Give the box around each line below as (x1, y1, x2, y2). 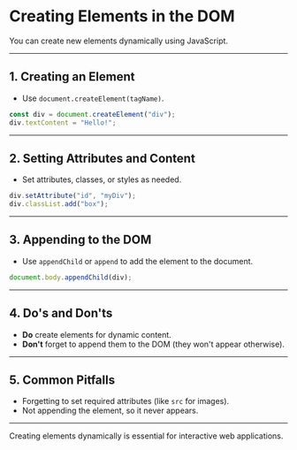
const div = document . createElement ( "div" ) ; (9, 110, 176, 118)
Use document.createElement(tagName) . (21, 93, 164, 103)
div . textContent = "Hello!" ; (9, 118, 117, 127)
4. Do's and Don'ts (9, 306, 113, 321)
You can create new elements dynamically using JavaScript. (9, 35, 228, 46)
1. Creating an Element (9, 69, 135, 85)
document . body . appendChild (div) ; (9, 272, 133, 282)
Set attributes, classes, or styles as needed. (21, 174, 182, 185)
